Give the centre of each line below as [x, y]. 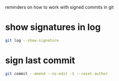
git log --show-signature [32, 40]
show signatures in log [53, 27]
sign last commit [40, 60]
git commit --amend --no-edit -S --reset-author [57, 74]
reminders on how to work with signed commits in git [59, 7]
